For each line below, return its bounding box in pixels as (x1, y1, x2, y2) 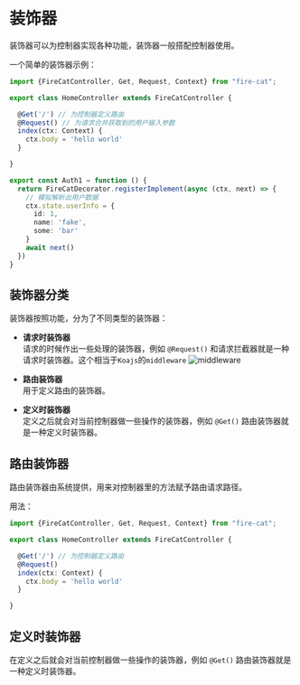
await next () (25, 243, 75, 252)
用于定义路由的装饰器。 (22, 385, 110, 396)
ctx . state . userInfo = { (25, 201, 116, 211)
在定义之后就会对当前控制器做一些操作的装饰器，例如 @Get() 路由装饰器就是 (9, 654, 292, 665)
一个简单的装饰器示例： (9, 59, 97, 70)
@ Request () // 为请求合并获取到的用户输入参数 (17, 118, 175, 127)
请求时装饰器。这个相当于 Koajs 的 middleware (22, 354, 187, 366)
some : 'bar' (33, 227, 79, 236)
